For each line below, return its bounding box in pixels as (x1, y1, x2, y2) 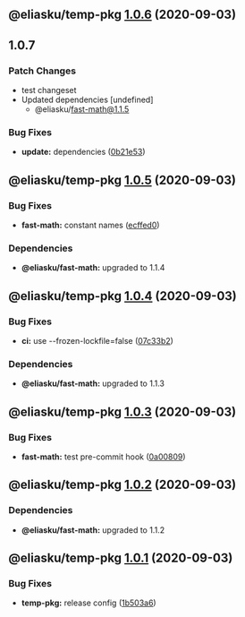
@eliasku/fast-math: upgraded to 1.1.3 (21, 378, 165, 389)
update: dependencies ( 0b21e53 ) (21, 147, 146, 158)
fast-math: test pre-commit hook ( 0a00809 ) (21, 451, 186, 462)
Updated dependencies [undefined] (21, 94, 154, 106)
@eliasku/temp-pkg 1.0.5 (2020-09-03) (8, 172, 236, 187)
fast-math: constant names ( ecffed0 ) (21, 219, 160, 231)
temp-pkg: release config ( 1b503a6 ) (21, 597, 157, 608)
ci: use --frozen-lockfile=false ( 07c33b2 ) (21, 336, 173, 347)
